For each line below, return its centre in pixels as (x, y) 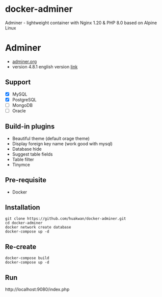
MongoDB (22, 105)
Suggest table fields (32, 154)
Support (18, 82)
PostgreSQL (24, 99)
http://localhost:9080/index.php (37, 289)
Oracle (19, 111)
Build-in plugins (30, 127)
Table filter (23, 159)
